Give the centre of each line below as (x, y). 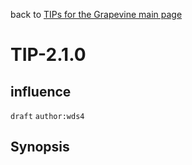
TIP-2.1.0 (48, 55)
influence (41, 91)
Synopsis (40, 147)
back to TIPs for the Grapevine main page (96, 14)
